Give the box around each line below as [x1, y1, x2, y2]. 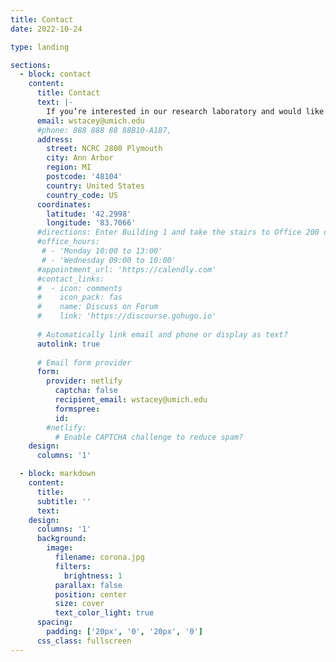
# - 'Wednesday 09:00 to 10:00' [41, 255, 177, 265]
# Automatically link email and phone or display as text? [36, 329, 288, 340]
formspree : [54, 404, 101, 414]
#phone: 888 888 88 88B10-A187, [36, 125, 172, 135]
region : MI [46, 162, 92, 173]
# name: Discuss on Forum [36, 302, 159, 312]
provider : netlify [46, 376, 123, 386]
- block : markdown [19, 469, 97, 479]
